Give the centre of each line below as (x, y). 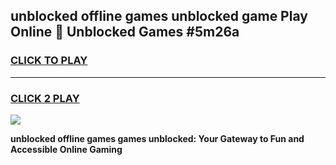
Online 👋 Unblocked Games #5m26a (125, 32)
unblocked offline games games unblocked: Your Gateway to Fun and (157, 138)
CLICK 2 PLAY (45, 98)
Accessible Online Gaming (66, 149)
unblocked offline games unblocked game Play (159, 16)
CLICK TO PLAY (49, 61)
